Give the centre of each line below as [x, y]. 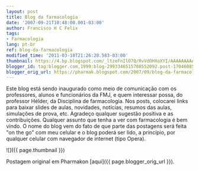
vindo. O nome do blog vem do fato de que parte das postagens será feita [97, 126]
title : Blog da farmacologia [42, 17]
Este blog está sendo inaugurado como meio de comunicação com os [91, 88]
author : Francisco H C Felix [42, 28]
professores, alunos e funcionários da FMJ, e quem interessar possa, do [94, 95]
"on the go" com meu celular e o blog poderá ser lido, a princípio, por [91, 133]
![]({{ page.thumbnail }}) [36, 150]
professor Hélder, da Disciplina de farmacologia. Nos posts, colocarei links [97, 101]
